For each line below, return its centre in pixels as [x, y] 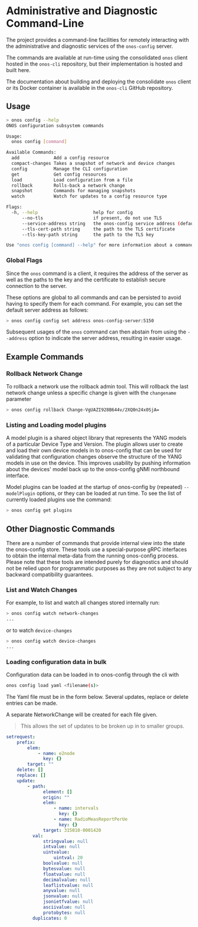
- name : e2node [56, 753]
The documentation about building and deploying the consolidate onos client [99, 82]
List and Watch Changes [42, 589]
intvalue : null [62, 847]
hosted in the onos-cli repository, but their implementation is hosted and [94, 64]
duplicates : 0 [49, 918]
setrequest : [21, 737]
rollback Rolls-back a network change [68, 185]
